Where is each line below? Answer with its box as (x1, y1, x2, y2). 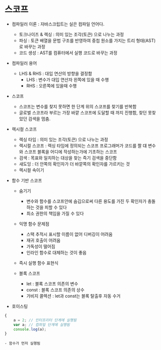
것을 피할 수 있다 (35, 204, 67, 210)
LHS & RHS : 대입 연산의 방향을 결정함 (19, 70, 92, 76)
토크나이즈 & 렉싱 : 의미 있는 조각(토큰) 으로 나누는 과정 (19, 31, 124, 37)
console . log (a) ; (13, 327, 47, 332)
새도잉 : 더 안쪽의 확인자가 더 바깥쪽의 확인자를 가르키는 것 (19, 161, 130, 167)
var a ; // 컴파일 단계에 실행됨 (13, 322, 70, 327)
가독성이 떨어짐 (26, 243, 56, 249)
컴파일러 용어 (11, 60, 37, 66)
